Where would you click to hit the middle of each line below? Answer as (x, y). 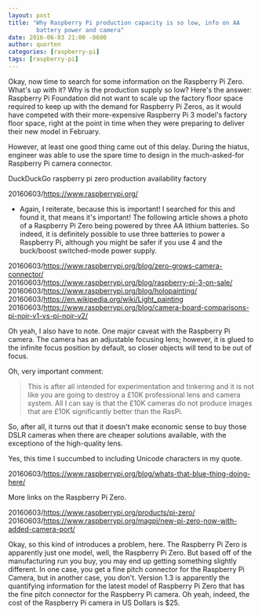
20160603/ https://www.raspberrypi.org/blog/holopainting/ (103, 290)
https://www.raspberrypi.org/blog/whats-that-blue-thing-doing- (147, 473)
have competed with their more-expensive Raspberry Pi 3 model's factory (128, 115)
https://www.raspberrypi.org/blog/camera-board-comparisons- (146, 307)
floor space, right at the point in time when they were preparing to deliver (126, 123)
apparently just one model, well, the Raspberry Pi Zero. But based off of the (130, 552)
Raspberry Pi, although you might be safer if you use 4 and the (121, 242)
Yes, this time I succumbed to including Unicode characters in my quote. (125, 458)
